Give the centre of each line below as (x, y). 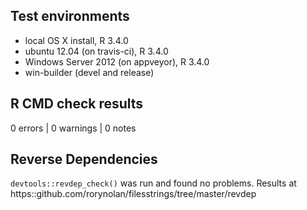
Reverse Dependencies (84, 159)
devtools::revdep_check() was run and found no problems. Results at (153, 183)
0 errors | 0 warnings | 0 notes (73, 128)
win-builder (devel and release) (89, 72)
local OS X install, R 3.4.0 (76, 40)
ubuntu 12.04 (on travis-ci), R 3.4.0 (96, 51)
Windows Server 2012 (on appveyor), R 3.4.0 (117, 61)
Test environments (70, 16)
